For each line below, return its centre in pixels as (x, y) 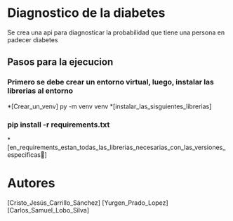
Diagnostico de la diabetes (86, 13)
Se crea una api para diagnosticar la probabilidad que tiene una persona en (116, 32)
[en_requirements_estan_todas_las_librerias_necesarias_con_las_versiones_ (116, 147)
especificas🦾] (27, 154)
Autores (31, 183)
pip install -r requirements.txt (59, 125)
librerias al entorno (40, 91)
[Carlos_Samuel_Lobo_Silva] (48, 210)
